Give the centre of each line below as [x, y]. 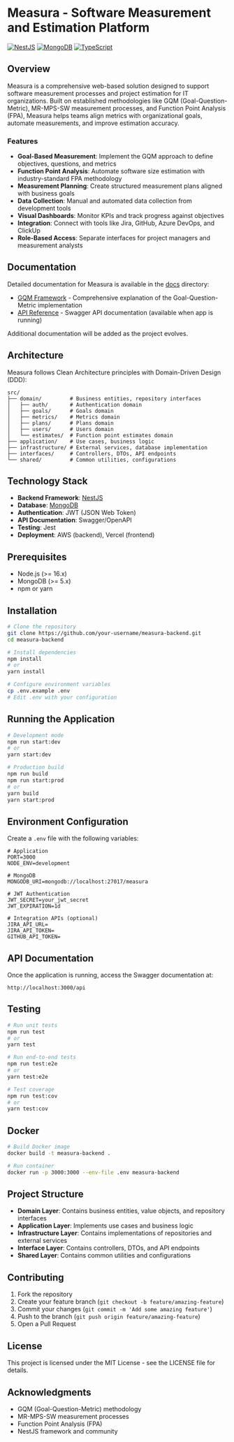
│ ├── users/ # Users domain [60, 429]
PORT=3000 [22, 857]
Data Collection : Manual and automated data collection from [104, 201]
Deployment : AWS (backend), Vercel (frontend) [86, 535]
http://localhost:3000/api [46, 988]
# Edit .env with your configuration [62, 697]
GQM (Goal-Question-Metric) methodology [79, 1408]
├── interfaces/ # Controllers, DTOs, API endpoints [92, 453]
